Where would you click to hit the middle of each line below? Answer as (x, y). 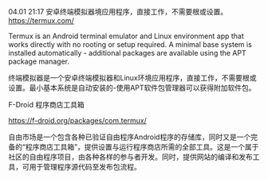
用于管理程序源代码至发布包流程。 (85, 167)
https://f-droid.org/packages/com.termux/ (78, 121)
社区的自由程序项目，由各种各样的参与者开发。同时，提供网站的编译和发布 (130, 157)
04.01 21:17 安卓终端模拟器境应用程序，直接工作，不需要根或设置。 (118, 12)
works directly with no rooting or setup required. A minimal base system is (130, 45)
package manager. (39, 61)
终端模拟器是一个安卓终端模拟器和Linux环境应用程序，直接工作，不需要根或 (132, 78)
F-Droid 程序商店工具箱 (47, 105)
